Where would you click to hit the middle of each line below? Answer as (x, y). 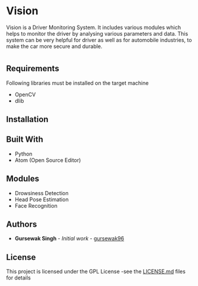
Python (23, 154)
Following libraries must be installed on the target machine (78, 83)
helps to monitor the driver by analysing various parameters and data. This (97, 33)
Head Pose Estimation (42, 199)
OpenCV (25, 94)
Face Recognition (36, 205)
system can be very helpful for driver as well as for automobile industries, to (99, 40)
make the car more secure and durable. (54, 46)
